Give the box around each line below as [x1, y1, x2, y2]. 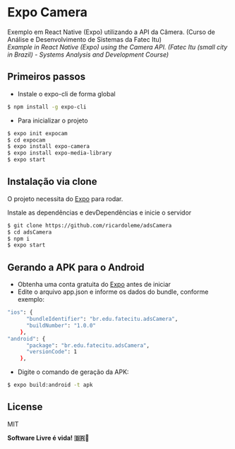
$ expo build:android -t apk [7, 382, 93, 389]
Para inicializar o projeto [17, 116, 88, 125]
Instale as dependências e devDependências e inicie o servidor [7, 208, 192, 217]
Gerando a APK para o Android [7, 261, 145, 273]
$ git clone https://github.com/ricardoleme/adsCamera [7, 222, 172, 229]
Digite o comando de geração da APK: [17, 368, 129, 376]
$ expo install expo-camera [7, 143, 90, 150]
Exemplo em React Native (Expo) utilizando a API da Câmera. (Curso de [7, 28, 215, 36]
